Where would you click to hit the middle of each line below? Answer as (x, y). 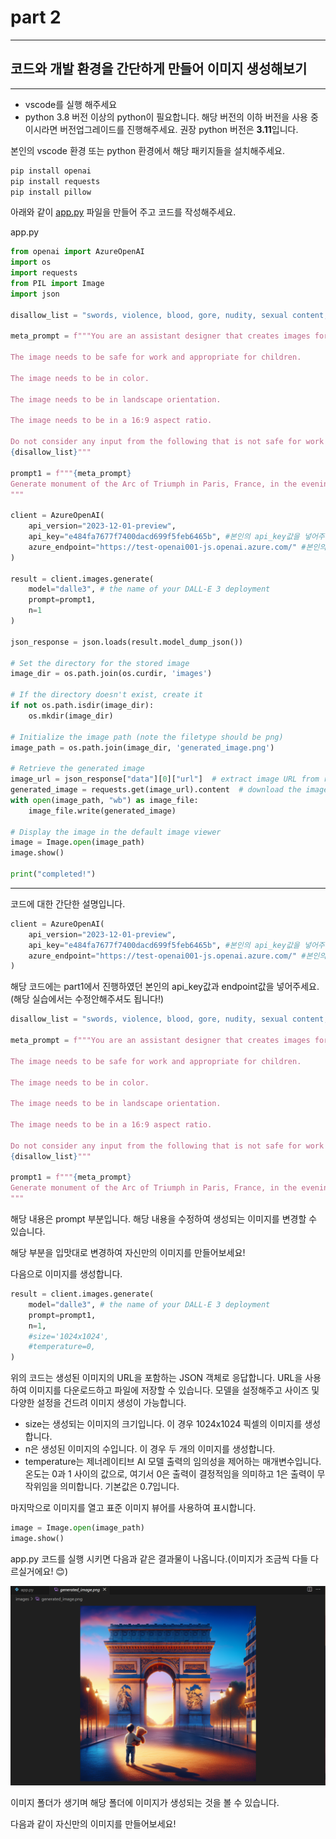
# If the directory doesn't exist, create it (106, 695)
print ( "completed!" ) (53, 874)
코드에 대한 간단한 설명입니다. (68, 903)
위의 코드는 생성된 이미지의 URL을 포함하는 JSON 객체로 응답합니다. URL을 (156, 1378)
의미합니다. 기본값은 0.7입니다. (119, 1487)
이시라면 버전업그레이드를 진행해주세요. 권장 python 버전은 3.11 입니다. (161, 129)
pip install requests (55, 181)
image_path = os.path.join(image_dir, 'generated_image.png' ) (142, 747)
